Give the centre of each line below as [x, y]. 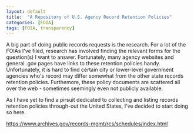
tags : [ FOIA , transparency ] [41, 28]
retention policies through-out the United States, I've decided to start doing [97, 106]
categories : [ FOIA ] [30, 22]
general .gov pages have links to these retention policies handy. [83, 64]
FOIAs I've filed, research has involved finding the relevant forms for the [93, 51]
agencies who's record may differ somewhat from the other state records [95, 76]
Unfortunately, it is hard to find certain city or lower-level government [90, 70]
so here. [16, 112]
